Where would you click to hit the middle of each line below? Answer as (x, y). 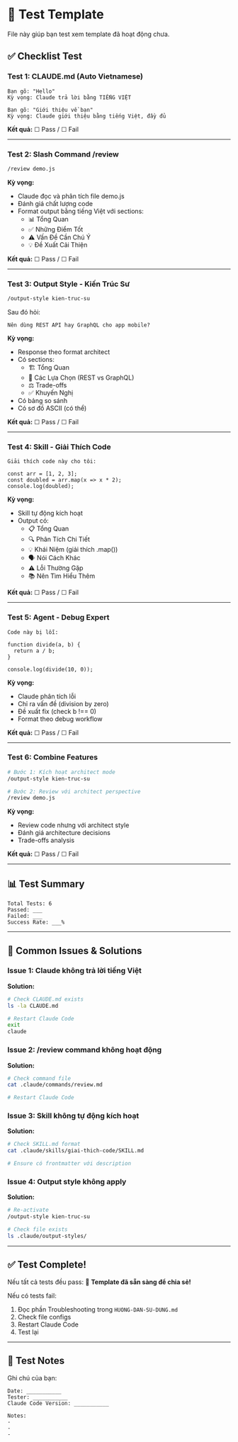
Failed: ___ (25, 916)
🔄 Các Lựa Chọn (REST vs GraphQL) (81, 377)
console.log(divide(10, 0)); (50, 669)
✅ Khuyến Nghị (51, 392)
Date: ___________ (34, 1391)
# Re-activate (28, 1210)
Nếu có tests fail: (32, 1295)
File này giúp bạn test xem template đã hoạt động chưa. (89, 34)
